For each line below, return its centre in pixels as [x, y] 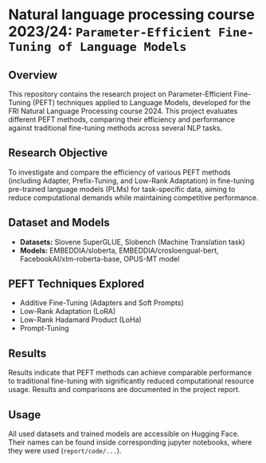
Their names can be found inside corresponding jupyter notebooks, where [130, 442]
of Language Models [123, 47]
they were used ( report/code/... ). [65, 451]
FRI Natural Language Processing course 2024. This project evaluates [123, 111]
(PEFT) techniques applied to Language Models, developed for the [141, 102]
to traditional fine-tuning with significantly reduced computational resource [131, 381]
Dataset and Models [59, 223]
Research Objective [58, 153]
